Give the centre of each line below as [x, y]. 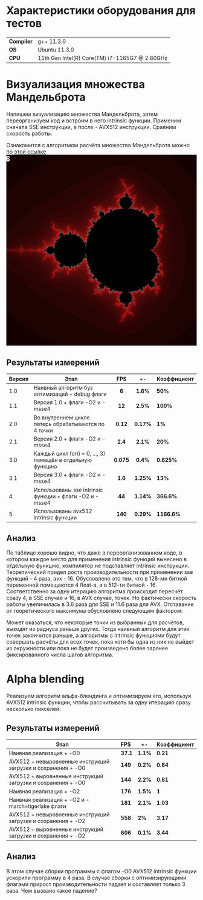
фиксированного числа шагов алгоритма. [60, 655]
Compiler [21, 41]
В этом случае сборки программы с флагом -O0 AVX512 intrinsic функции [101, 871]
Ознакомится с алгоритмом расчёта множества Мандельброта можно [98, 145]
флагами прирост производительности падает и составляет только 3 [96, 884]
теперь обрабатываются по [69, 424]
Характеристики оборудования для [101, 11]
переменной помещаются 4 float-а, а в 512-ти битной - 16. [82, 585]
